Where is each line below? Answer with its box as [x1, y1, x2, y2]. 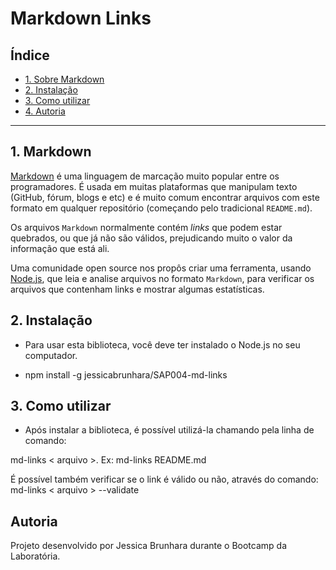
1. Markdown [10, 143, 92, 161]
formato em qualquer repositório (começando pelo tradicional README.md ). [10, 202, 313, 214]
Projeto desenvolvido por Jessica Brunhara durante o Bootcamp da [10, 540, 288, 552]
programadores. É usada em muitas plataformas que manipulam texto [10, 180, 298, 192]
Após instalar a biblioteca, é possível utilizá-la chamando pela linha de [24, 424, 315, 436]
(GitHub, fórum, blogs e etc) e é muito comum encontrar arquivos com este [10, 191, 320, 203]
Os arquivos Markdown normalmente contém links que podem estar [10, 221, 283, 233]
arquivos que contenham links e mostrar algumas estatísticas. [10, 283, 265, 295]
